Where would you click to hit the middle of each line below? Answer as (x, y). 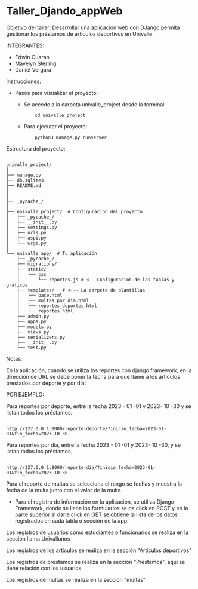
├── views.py (33, 332)
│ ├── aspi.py (26, 238)
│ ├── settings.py (32, 227)
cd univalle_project (60, 115)
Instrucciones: (24, 81)
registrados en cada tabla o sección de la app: (72, 520)
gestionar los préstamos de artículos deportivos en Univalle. (80, 33)
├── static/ (32, 269)
